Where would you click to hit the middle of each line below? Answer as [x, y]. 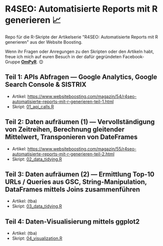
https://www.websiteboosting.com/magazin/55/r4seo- [82, 148]
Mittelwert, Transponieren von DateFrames [71, 137]
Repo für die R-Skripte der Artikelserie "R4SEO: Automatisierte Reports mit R [81, 37]
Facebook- [133, 56]
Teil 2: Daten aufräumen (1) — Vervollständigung [80, 122]
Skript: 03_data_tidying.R [37, 206]
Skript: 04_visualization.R [37, 238]
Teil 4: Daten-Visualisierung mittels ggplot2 [72, 221]
